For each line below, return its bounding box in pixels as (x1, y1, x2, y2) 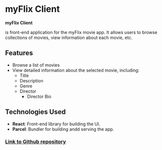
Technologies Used (5, 108, 66, 116)
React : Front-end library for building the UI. (12, 121, 100, 127)
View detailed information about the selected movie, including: (12, 67, 140, 73)
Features (5, 49, 33, 57)
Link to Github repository (5, 138, 66, 145)
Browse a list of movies (12, 62, 60, 68)
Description (19, 77, 43, 83)
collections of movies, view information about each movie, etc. (5, 35, 132, 40)
